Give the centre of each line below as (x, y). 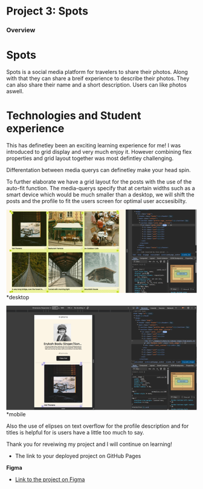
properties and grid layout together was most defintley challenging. (90, 158)
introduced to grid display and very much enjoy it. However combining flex (99, 151)
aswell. (15, 91)
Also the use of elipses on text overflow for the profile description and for (98, 426)
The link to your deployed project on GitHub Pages (78, 456)
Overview (21, 30)
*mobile (16, 414)
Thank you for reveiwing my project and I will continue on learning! (89, 444)
